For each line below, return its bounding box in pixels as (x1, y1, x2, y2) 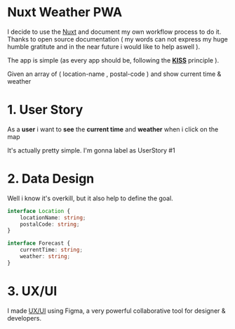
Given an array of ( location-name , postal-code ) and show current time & (7, 70, 222, 78)
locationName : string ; (20, 214, 86, 221)
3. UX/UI (7, 283, 58, 299)
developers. (7, 314, 42, 322)
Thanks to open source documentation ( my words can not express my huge (7, 34, 228, 43)
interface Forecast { (7, 240, 71, 247)
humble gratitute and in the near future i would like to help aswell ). (7, 42, 201, 51)
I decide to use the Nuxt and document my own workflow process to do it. (7, 27, 222, 36)
